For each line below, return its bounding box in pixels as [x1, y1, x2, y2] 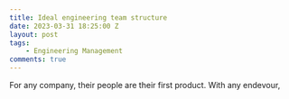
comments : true [9, 55, 67, 64]
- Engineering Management [25, 47, 124, 56]
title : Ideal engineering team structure [9, 13, 168, 22]
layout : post [9, 30, 59, 39]
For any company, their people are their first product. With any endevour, [9, 80, 281, 90]
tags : [9, 38, 30, 48]
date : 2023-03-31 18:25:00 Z [9, 22, 119, 31]
